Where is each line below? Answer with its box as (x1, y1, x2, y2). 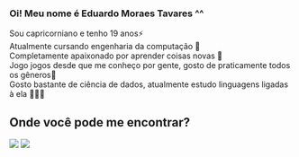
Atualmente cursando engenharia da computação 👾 (9, 41, 201, 52)
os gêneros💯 (9, 70, 57, 81)
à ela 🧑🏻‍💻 (9, 89, 45, 100)
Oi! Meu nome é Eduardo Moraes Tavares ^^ (9, 7, 204, 20)
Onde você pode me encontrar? (9, 115, 191, 130)
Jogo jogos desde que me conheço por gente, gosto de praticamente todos (9, 60, 291, 71)
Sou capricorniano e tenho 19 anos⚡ (9, 28, 144, 39)
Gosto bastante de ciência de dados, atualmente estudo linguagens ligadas (9, 79, 289, 90)
